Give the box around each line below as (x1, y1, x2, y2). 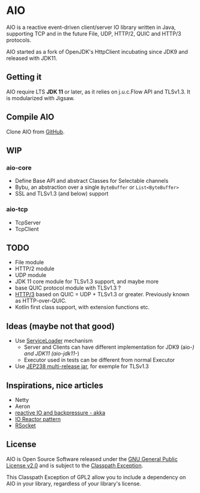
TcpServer (14, 218, 41, 226)
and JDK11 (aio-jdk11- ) (23, 350, 80, 357)
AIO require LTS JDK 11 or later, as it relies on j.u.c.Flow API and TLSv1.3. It (6, 88, 190, 95)
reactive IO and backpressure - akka (14, 409, 106, 416)
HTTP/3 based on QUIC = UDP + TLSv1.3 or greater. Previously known (14, 291, 190, 298)
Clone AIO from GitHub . (6, 128, 65, 135)
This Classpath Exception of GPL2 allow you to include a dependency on (6, 473, 186, 480)
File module (14, 259, 44, 266)
